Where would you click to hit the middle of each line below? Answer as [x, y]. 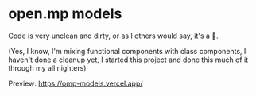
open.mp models [65, 14]
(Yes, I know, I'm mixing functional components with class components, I [127, 51]
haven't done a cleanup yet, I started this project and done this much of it [128, 60]
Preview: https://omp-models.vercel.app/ [76, 83]
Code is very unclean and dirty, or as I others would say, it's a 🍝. [113, 36]
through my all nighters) [47, 67]
